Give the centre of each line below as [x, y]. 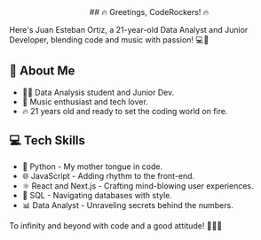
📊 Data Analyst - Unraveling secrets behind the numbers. [127, 205]
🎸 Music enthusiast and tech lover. [85, 101]
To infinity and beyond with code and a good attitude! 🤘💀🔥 [116, 225]
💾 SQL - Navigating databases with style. [97, 195]
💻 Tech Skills [47, 140]
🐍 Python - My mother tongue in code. [92, 166]
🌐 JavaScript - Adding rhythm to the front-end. [108, 175]
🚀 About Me [42, 71]
